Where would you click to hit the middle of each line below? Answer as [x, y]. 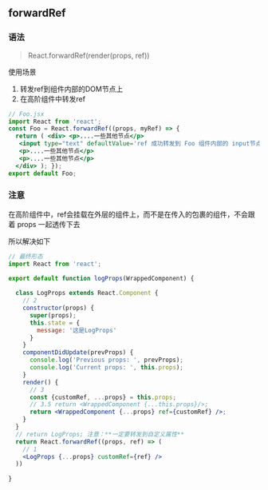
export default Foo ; [43, 173]
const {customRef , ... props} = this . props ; [103, 397]
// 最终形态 [26, 256]
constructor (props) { [58, 308]
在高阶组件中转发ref [53, 98]
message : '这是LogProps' [77, 330]
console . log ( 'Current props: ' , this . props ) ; [106, 368]
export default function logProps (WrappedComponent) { [101, 278]
